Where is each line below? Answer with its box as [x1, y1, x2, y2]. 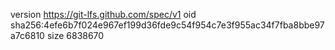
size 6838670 [46, 30, 105, 41]
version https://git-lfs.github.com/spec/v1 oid [10, 9, 197, 20]
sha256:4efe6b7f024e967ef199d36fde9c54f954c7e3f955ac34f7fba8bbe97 [10, 19, 325, 31]
